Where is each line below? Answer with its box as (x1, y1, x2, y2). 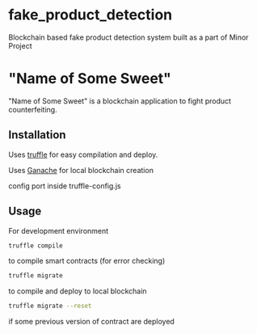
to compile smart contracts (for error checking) (8, 256, 166, 266)
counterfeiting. (8, 104, 58, 114)
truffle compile (8, 241, 63, 250)
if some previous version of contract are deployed (8, 317, 175, 327)
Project (8, 40, 32, 50)
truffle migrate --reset (8, 302, 92, 311)
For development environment (8, 226, 109, 235)
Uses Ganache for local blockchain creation (8, 165, 154, 175)
